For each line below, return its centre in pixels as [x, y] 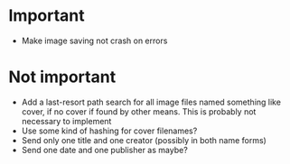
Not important [62, 77]
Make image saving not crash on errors [94, 41]
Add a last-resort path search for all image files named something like [151, 102]
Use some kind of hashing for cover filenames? [109, 131]
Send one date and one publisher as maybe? [105, 150]
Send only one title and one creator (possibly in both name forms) [144, 140]
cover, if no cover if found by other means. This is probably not [139, 111]
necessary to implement [66, 121]
